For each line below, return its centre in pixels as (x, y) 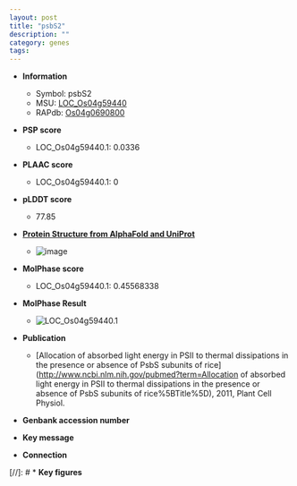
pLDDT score (47, 200)
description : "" (39, 34)
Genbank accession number (76, 421)
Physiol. (50, 403)
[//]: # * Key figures (46, 473)
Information (45, 76)
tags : (19, 51)
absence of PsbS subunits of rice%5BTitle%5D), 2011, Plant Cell (153, 394)
